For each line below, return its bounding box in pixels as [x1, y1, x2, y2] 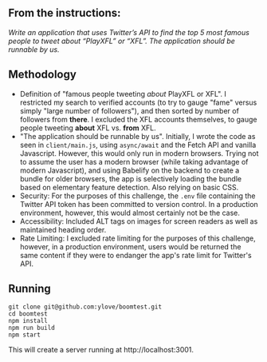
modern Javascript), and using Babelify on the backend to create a [19, 165, 240, 175]
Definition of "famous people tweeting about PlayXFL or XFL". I [19, 89, 227, 98]
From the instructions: [8, 6, 121, 20]
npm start [8, 331, 41, 339]
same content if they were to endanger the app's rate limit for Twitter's [19, 250, 253, 260]
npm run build [8, 324, 56, 332]
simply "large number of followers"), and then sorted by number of [19, 105, 239, 115]
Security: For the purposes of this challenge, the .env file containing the [19, 191, 256, 201]
